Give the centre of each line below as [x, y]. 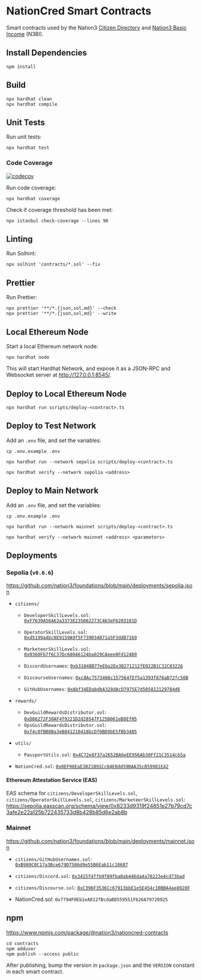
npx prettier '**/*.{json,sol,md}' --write [61, 314]
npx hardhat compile [32, 104]
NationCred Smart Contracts [79, 11]
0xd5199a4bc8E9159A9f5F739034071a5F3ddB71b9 [80, 638]
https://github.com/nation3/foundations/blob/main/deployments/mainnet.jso [100, 841]
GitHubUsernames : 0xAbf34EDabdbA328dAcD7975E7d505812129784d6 [102, 689]
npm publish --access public [43, 954]
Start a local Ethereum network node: [52, 347]
